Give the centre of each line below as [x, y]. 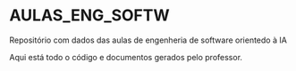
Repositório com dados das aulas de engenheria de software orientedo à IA [148, 40]
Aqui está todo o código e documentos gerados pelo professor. [126, 57]
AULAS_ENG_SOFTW [89, 16]
